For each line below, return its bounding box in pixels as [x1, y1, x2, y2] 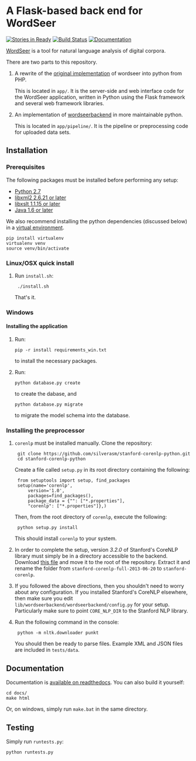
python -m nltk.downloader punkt [17, 630, 99, 636]
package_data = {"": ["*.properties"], [27, 498, 125, 504]
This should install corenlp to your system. [14, 535, 117, 542]
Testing [6, 722, 35, 732]
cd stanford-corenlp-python [17, 456, 86, 462]
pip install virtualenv [6, 235, 64, 241]
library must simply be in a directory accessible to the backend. [14, 552, 168, 559]
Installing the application [6, 323, 68, 330]
